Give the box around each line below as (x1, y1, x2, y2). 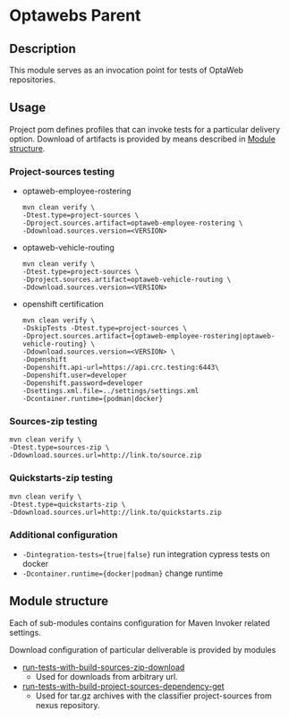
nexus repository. (35, 699, 100, 710)
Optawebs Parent (9, 5, 141, 26)
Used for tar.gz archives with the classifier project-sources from (35, 690, 273, 701)
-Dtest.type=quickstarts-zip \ (9, 500, 126, 509)
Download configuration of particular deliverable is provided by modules (9, 644, 276, 655)
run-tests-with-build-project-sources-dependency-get (21, 680, 225, 691)
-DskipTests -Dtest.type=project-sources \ (21, 324, 188, 333)
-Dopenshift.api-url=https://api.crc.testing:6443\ (21, 364, 219, 372)
